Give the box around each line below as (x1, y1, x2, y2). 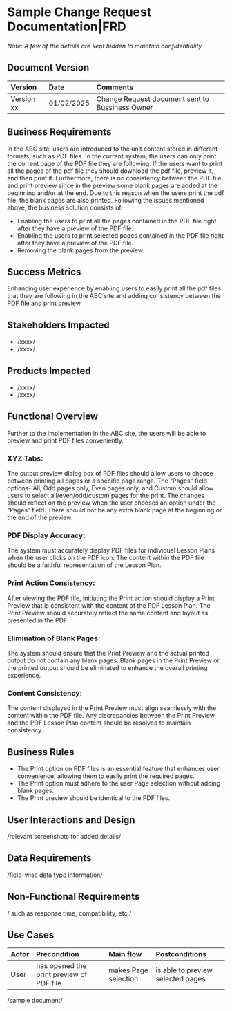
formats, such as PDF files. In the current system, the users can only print (7, 151, 217, 160)
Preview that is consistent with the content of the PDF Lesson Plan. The (7, 601, 211, 609)
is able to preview (155, 965, 213, 975)
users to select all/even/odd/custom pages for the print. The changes (7, 492, 205, 500)
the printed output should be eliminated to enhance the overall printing (7, 664, 208, 671)
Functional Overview (7, 411, 99, 423)
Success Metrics (7, 266, 81, 277)
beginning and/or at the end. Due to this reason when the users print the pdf (7, 188, 224, 197)
